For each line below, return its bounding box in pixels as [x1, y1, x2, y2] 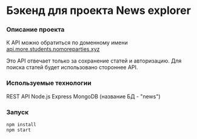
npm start [6, 127, 32, 134]
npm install [6, 122, 36, 128]
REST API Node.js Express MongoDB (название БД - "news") [6, 92, 161, 100]
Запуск [6, 107, 29, 116]
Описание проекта [6, 25, 65, 34]
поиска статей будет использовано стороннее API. [6, 64, 138, 71]
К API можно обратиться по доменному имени [6, 39, 129, 46]
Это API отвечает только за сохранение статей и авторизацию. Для [6, 57, 182, 64]
